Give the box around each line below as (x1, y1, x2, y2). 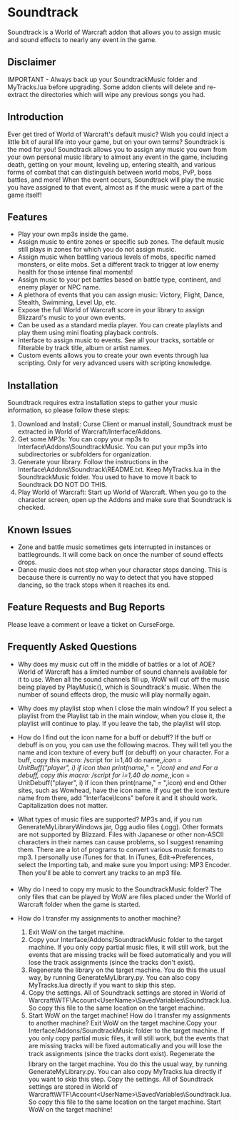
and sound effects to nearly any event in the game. (7, 35, 157, 43)
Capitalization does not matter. (17, 801, 108, 809)
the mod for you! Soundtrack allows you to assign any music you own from (7, 145, 228, 153)
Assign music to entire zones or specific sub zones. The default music (17, 237, 225, 246)
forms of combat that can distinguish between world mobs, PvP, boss (7, 168, 213, 176)
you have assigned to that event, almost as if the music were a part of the (7, 183, 223, 191)
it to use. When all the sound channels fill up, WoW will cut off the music (17, 675, 230, 683)
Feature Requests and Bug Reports (7, 601, 166, 613)
